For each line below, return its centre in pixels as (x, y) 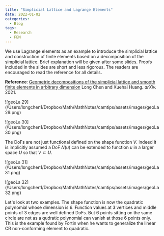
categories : (17, 19)
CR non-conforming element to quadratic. (47, 228)
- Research (21, 33)
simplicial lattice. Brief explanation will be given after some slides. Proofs (79, 62)
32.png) (13, 193)
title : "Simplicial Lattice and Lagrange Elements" (59, 10)
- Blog (16, 23)
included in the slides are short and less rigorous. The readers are (72, 67)
